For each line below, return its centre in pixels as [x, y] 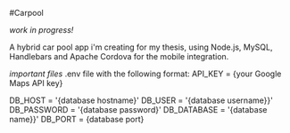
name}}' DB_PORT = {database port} [77, 119]
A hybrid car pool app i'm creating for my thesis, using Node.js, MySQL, [141, 47]
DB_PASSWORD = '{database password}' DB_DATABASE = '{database [138, 110]
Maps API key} [36, 83]
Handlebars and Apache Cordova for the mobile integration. [119, 56]
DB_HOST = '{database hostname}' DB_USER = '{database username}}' [141, 100]
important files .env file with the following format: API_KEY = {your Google [145, 74]
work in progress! [41, 30]
